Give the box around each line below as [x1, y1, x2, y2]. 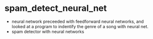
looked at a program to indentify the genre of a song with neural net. [11, 23, 149, 29]
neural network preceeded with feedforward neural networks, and [11, 19, 144, 24]
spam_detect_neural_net [4, 3, 107, 14]
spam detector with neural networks [11, 29, 85, 34]
